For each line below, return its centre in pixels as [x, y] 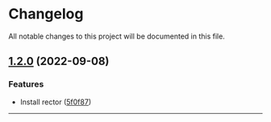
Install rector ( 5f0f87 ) [55, 102]
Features [26, 84]
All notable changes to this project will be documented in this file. [117, 36]
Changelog [46, 14]
